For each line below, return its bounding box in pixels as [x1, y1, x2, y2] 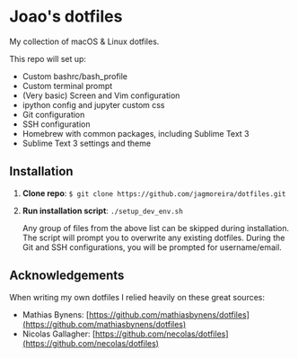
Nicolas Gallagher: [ [22, 328, 96, 339]
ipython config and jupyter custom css [22, 99, 165, 110]
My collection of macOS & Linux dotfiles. [9, 36, 160, 47]
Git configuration [22, 109, 85, 120]
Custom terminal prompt [22, 80, 113, 91]
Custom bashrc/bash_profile [22, 70, 128, 82]
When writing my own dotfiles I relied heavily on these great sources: [9, 291, 265, 302]
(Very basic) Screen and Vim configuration [22, 90, 180, 101]
